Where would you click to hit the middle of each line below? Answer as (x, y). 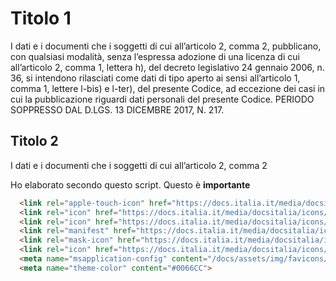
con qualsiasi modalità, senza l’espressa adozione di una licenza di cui (155, 56)
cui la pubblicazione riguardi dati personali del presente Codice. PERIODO (162, 99)
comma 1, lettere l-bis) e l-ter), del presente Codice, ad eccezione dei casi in (168, 88)
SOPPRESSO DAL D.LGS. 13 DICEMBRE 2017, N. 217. (117, 109)
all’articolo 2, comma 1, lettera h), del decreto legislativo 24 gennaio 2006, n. (167, 67)
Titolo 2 (34, 141)
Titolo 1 (41, 18)
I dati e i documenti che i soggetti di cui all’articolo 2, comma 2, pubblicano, (166, 46)
